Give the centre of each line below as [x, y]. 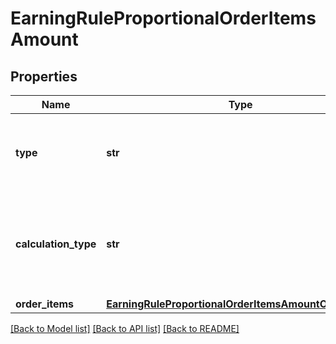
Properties [44, 76]
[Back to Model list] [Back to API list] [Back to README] [125, 328]
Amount [44, 39]
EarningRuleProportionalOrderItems [163, 18]
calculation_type [56, 244]
